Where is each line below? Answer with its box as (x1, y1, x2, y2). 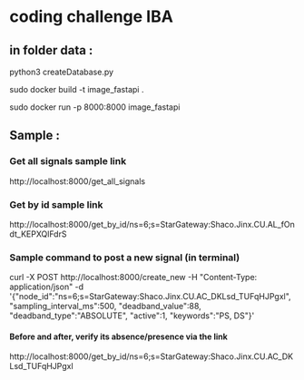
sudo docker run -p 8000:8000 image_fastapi (9, 102, 181, 112)
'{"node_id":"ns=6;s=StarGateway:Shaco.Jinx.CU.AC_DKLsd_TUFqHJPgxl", (9, 291, 292, 302)
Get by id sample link (9, 198, 103, 210)
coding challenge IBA (9, 6, 174, 27)
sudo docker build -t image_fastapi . (9, 84, 144, 94)
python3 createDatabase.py (9, 66, 114, 77)
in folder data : (9, 43, 93, 58)
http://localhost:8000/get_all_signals (9, 175, 146, 187)
